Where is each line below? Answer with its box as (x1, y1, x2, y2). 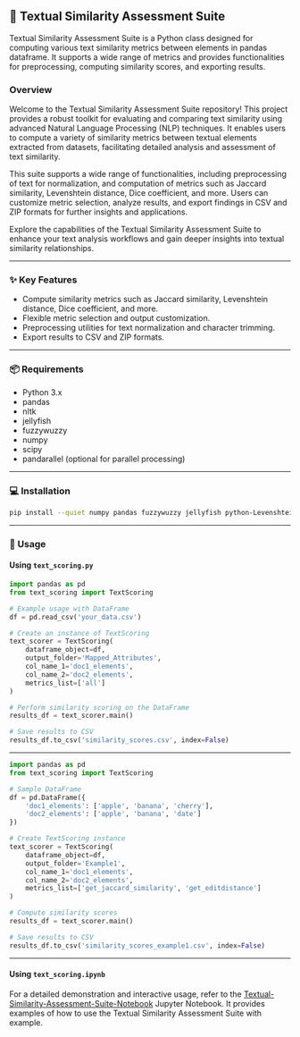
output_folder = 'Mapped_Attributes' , (25, 653, 162, 662)
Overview (9, 83, 53, 96)
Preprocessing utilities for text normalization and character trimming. (21, 323, 275, 333)
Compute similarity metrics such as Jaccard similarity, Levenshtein (21, 294, 269, 305)
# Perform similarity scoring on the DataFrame (9, 703, 190, 712)
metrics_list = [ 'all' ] (25, 679, 105, 687)
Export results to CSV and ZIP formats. (21, 332, 165, 342)
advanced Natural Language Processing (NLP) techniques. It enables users (9, 122, 286, 134)
